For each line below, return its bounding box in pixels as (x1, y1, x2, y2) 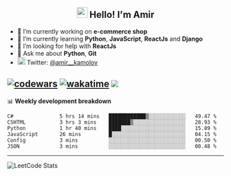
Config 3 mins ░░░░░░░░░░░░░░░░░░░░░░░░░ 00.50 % (7, 137, 217, 144)
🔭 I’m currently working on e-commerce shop (16, 27, 148, 35)
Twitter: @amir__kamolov (26, 58, 98, 66)
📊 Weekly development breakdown (7, 97, 111, 105)
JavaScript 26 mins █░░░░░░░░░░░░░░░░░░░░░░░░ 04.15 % (7, 131, 217, 137)
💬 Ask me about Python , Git (16, 49, 97, 57)
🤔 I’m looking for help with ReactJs (16, 42, 117, 50)
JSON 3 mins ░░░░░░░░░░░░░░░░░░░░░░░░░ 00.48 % (7, 142, 217, 150)
